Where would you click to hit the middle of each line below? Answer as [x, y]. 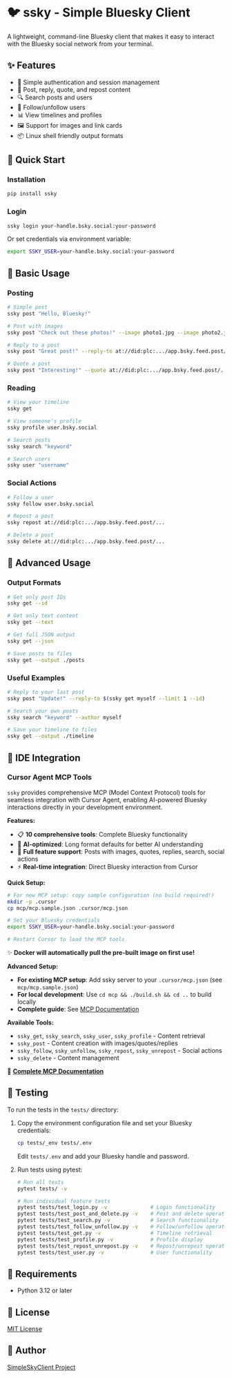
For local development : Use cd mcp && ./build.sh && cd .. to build [114, 995]
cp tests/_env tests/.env [54, 1143]
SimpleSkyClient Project [41, 1367]
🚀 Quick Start [36, 160]
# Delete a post [30, 535]
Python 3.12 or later [45, 1290]
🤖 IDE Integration [44, 758]
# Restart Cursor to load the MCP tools [66, 940]
